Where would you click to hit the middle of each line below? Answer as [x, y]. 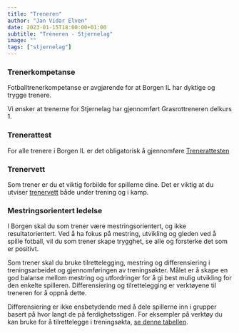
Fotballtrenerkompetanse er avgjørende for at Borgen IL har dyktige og [111, 88]
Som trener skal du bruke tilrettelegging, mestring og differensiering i [109, 263]
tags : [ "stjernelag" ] [40, 47]
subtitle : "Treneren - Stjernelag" [60, 34]
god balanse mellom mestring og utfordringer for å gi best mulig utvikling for [119, 278]
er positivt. [23, 249]
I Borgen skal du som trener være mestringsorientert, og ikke [97, 226]
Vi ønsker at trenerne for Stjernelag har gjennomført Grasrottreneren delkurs [119, 109]
